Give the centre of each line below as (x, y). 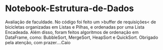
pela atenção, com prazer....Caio (38, 42)
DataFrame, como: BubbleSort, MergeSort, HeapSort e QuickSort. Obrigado (82, 37)
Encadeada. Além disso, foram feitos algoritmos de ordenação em (72, 32)
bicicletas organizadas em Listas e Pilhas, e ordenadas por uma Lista (75, 27)
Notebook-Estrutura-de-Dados (69, 8)
